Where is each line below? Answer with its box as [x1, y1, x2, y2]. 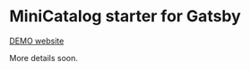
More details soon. [9, 52, 79, 63]
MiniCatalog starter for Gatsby [9, 6, 242, 27]
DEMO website [9, 35, 65, 46]
